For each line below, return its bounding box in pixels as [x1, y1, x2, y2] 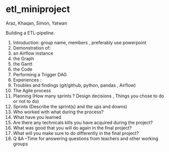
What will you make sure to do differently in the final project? [13, 130, 139, 136]
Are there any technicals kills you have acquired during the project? [13, 119, 153, 125]
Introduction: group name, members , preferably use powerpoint [13, 39, 146, 46]
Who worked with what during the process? [13, 109, 104, 115]
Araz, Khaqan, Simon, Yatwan [6, 20, 67, 26]
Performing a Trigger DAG [13, 71, 67, 77]
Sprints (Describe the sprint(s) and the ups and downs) [13, 103, 127, 109]
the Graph [13, 55, 34, 61]
